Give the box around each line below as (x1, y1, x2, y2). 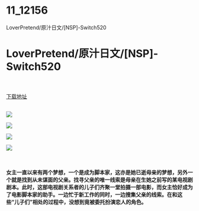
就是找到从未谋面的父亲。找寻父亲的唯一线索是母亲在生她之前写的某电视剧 (11, 176, 193, 183)
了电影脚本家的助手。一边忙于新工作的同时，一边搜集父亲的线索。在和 (6, 191, 178, 198)
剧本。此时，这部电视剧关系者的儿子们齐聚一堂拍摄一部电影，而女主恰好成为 (6, 183, 193, 190)
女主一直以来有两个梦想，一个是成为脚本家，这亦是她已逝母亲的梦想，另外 (6, 168, 188, 175)
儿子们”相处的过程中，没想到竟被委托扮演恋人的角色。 (14, 198, 147, 205)
